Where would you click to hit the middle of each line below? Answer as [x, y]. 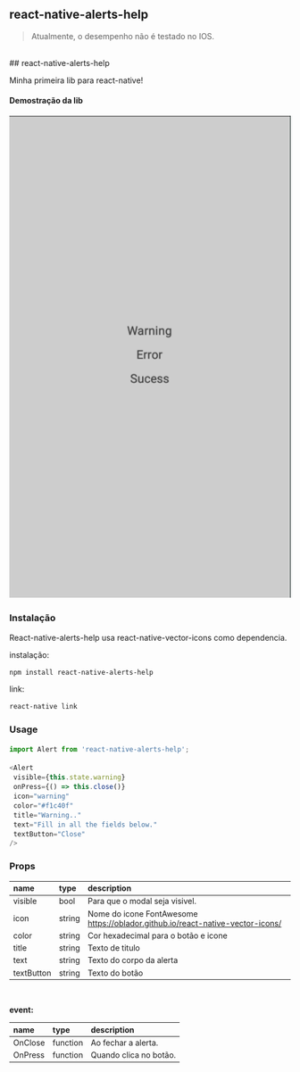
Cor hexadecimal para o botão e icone [158, 935]
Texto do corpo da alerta [133, 960]
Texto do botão [116, 973]
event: [21, 1010]
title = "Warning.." [47, 815]
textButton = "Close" [50, 834]
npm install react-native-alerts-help [81, 672]
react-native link [43, 707]
